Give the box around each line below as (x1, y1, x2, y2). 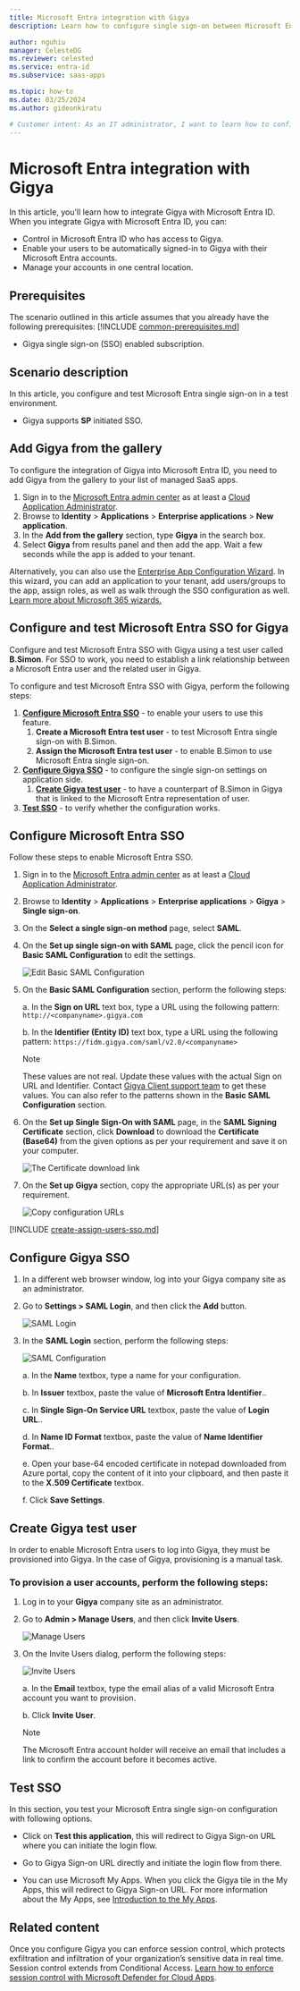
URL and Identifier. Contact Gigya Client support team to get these (21, 1080, 267, 1091)
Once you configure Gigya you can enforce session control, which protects (9, 1943, 286, 1954)
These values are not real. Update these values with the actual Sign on (21, 1071, 282, 1082)
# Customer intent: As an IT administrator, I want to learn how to (9, 120, 270, 129)
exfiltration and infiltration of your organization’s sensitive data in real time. (9, 1953, 284, 1963)
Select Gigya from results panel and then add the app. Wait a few (21, 538, 263, 550)
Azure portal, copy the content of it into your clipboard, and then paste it (21, 1468, 289, 1478)
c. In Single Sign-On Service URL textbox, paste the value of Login (21, 1405, 270, 1416)
